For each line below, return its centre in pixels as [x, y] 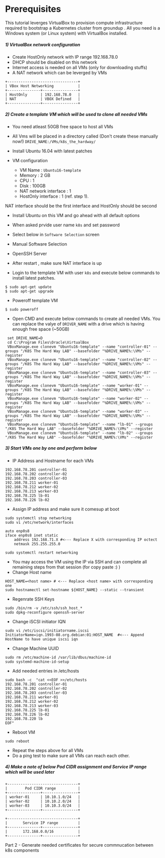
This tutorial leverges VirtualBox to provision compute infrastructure [74, 23]
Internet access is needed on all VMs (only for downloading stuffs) [80, 67]
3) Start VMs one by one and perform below [51, 448]
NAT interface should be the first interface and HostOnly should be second [81, 206]
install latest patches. [34, 278]
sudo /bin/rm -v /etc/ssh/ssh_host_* [44, 608]
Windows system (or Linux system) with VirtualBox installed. [66, 33]
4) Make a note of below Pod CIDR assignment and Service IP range [76, 767]
